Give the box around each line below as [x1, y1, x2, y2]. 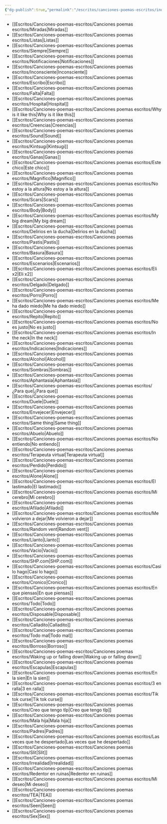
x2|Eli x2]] [11, 271, 33, 277]
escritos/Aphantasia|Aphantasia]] [11, 377, 81, 383]
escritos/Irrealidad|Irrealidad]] [11, 760, 74, 766]
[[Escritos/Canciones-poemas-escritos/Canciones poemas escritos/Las [11, 733, 160, 739]
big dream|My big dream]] [11, 218, 66, 224]
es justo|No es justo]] [11, 324, 56, 330]
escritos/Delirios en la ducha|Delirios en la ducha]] [11, 228, 116, 234]
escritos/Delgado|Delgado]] [11, 281, 69, 288]
